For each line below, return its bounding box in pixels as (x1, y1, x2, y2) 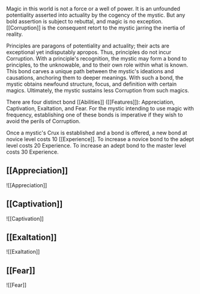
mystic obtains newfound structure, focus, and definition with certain (6, 80, 177, 88)
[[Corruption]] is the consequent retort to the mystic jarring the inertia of (6, 24, 185, 31)
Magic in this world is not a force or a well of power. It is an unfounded (6, 5, 180, 12)
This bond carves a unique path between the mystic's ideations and (6, 68, 174, 74)
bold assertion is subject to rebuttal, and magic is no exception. (6, 18, 163, 25)
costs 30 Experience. (6, 148, 59, 155)
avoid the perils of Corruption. (6, 118, 81, 125)
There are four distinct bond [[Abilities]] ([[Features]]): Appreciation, (6, 98, 175, 106)
